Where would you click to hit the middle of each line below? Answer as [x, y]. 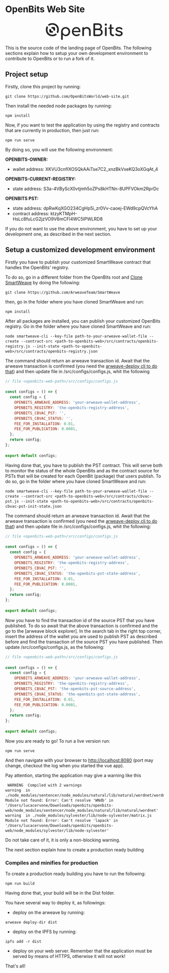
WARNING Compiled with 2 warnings [45, 785]
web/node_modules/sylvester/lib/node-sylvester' [57, 830]
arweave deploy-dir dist [31, 923]
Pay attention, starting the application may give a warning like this [73, 775]
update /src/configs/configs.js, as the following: [55, 647]
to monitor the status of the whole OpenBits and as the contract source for [82, 470]
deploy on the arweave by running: [49, 913]
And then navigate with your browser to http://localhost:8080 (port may [79, 760]
